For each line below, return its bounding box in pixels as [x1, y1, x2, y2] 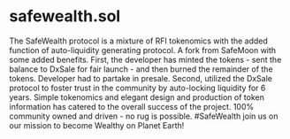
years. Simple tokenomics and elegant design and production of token [9, 91, 265, 103]
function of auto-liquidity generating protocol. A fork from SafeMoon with [9, 44, 277, 55]
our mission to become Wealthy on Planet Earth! [9, 120, 185, 130]
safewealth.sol [9, 6, 121, 27]
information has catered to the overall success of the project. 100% [9, 101, 255, 112]
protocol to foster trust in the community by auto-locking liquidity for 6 [9, 82, 266, 93]
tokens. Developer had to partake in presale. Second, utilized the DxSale [9, 73, 272, 83]
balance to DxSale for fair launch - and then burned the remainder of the [9, 64, 273, 74]
